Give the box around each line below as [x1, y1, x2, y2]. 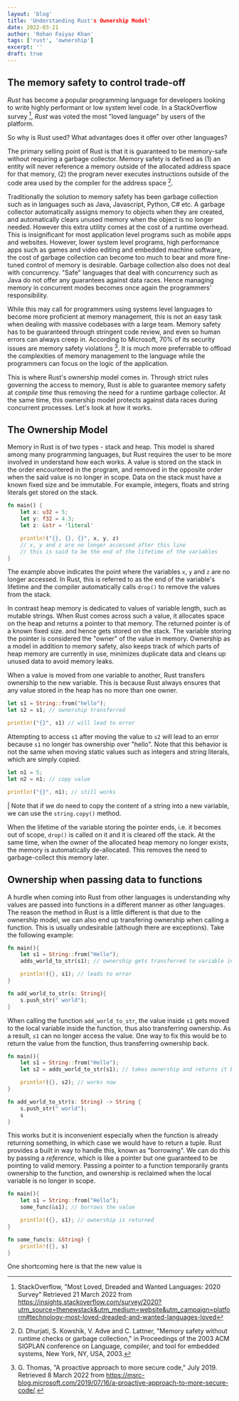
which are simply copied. [7, 755, 81, 764]
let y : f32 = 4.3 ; [20, 515, 75, 523]
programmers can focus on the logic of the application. [7, 359, 169, 367]
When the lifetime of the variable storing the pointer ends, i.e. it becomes [7, 822, 222, 831]
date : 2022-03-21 [7, 24, 59, 31]
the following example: [7, 930, 74, 939]
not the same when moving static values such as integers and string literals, [7, 748, 230, 756]
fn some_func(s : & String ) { [7, 1236, 91, 1243]
